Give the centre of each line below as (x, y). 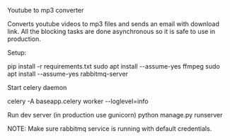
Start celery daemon (37, 87)
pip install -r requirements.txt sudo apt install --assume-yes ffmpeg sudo (114, 66)
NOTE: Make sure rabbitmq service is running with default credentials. (110, 129)
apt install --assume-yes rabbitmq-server (68, 74)
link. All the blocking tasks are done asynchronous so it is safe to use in (111, 31)
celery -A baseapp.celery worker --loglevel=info (78, 101)
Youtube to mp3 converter (46, 10)
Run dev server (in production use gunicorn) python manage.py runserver (115, 115)
